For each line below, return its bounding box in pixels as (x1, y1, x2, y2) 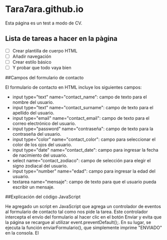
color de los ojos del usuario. (12, 142, 72, 148)
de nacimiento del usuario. (12, 152, 67, 158)
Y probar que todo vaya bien (12, 64, 71, 70)
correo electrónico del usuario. (12, 121, 76, 126)
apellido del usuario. (12, 110, 54, 116)
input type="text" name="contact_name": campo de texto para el (12, 94, 147, 100)
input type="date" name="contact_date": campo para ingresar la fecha (12, 147, 158, 153)
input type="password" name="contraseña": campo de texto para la (12, 126, 153, 132)
